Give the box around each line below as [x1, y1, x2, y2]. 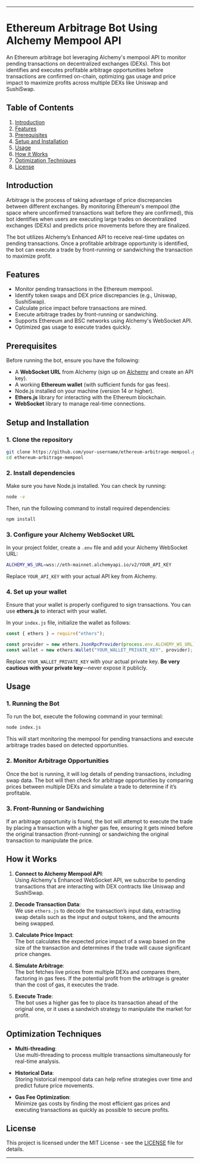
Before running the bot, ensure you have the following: [6, 357, 140, 364]
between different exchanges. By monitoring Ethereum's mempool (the [6, 203, 180, 210]
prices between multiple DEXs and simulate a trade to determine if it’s [6, 783, 177, 790]
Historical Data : [14, 1069, 55, 1076]
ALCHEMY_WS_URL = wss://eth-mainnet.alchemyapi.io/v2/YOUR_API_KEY [6, 561, 171, 568]
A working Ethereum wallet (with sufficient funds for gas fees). [14, 381, 170, 389]
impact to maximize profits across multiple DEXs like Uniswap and [6, 79, 168, 86]
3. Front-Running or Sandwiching [6, 804, 104, 812]
